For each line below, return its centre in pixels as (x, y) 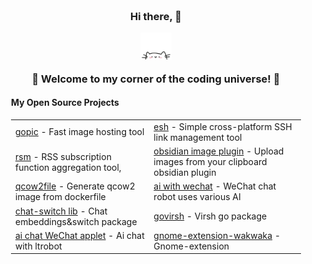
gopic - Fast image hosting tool (80, 132)
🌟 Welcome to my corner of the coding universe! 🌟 (156, 79)
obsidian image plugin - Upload (219, 151)
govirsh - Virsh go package (210, 216)
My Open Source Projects (65, 103)
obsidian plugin (185, 172)
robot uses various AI (197, 197)
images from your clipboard (210, 161)
